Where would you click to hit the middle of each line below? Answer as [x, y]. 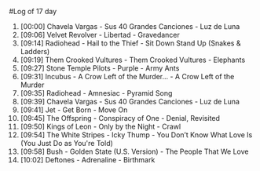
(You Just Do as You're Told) [66, 143]
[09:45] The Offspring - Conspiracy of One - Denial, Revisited [120, 118]
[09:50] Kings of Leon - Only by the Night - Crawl [101, 126]
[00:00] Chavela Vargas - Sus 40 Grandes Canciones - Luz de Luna [130, 26]
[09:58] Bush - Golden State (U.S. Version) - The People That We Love [134, 151]
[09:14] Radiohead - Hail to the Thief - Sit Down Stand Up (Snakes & [130, 43]
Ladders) [35, 51]
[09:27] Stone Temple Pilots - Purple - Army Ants [100, 68]
